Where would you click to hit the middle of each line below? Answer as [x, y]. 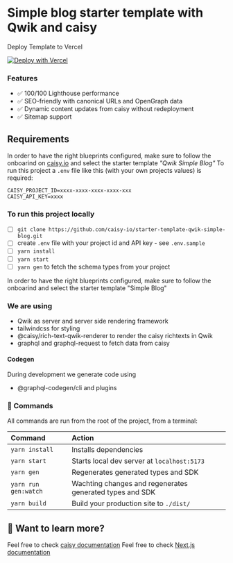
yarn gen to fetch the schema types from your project [94, 267]
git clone [32, 230]
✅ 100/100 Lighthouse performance [68, 93]
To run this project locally [51, 214]
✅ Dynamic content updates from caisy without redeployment [105, 109]
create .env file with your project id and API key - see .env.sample [111, 243]
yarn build [28, 504]
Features [23, 78]
